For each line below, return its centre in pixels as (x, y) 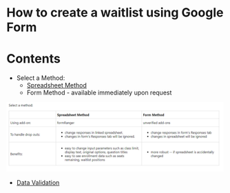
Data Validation (38, 182)
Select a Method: (41, 78)
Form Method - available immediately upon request (99, 93)
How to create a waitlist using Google (115, 13)
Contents (34, 59)
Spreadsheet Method (57, 85)
